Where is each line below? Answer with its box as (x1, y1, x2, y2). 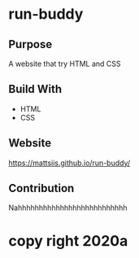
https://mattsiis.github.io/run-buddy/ (8, 158, 131, 168)
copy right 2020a (8, 231, 128, 250)
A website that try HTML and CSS (8, 59, 121, 68)
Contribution (8, 181, 75, 195)
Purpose (8, 37, 53, 51)
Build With (8, 82, 63, 96)
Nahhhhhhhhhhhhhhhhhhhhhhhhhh (8, 203, 128, 212)
